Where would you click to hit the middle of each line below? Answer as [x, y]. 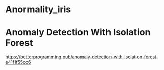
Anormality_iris [38, 9]
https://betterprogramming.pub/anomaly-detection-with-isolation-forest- [82, 57]
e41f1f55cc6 [18, 62]
